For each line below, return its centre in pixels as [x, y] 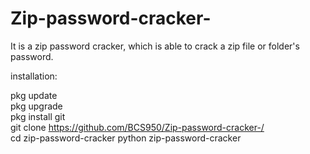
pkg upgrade [36, 106]
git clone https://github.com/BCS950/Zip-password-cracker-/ [137, 127]
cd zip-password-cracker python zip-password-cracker [126, 138]
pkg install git [38, 116]
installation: [34, 76]
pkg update [34, 95]
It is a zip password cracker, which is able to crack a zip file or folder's [155, 46]
